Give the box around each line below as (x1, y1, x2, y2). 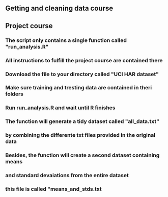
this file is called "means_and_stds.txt (5, 186, 102, 192)
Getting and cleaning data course (5, 4, 114, 13)
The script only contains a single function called (5, 37, 127, 44)
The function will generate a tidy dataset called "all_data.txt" (5, 118, 159, 125)
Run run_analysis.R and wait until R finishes (5, 104, 116, 111)
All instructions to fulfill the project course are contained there (5, 57, 163, 64)
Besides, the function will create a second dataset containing (5, 152, 160, 159)
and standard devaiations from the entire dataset (5, 172, 129, 179)
